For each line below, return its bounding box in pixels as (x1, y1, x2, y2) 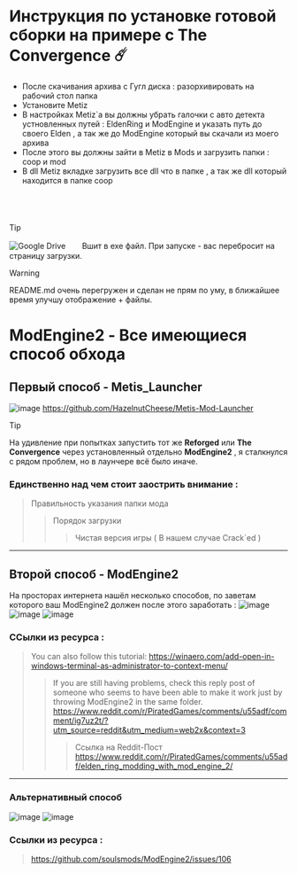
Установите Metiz (21, 99, 88, 110)
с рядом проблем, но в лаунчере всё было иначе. (9, 456, 199, 466)
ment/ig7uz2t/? (52, 715, 109, 726)
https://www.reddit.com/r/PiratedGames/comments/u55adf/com (52, 706, 287, 717)
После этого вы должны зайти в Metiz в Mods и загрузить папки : (21, 146, 270, 157)
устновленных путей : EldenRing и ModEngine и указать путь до (21, 118, 263, 129)
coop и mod (21, 156, 66, 167)
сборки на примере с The (9, 25, 208, 45)
